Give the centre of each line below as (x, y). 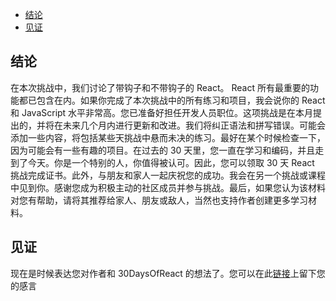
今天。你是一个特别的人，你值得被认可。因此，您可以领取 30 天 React (171, 162)
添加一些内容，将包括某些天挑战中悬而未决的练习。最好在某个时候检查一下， (168, 137)
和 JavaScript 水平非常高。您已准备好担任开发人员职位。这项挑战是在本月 (162, 112)
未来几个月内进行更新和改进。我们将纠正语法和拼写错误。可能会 (194, 125)
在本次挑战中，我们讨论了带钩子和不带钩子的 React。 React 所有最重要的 (160, 87)
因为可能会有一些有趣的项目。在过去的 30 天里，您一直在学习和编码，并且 (163, 150)
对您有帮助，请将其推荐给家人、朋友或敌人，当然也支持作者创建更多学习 (159, 200)
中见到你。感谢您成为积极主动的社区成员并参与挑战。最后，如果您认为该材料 (168, 187)
